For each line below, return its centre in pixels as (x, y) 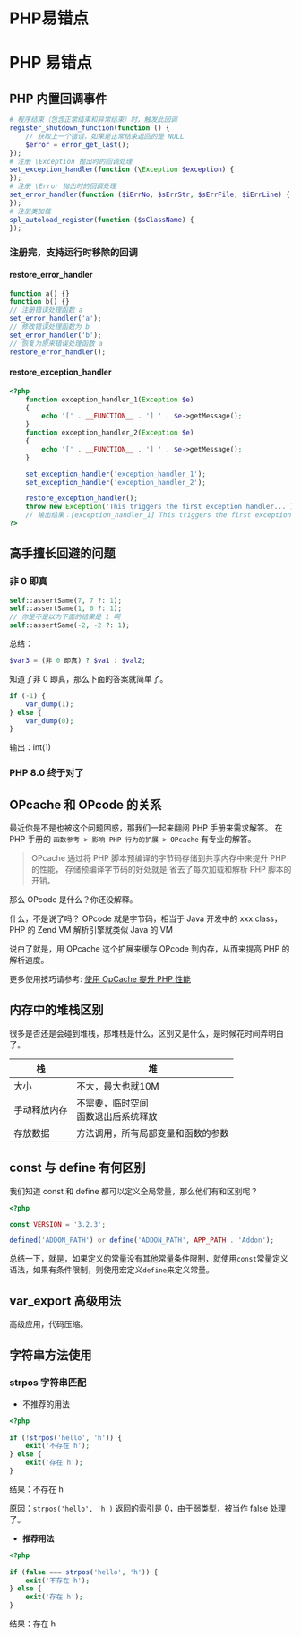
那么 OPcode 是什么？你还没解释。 (73, 900)
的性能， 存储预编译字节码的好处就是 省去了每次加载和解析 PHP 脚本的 (161, 869)
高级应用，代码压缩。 (48, 1324)
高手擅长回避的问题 (62, 553)
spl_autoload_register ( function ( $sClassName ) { (102, 220)
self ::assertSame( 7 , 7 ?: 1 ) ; (66, 600)
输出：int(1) (30, 747)
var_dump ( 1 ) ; (50, 704)
